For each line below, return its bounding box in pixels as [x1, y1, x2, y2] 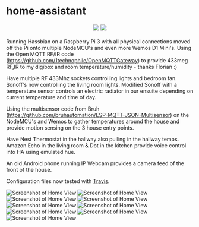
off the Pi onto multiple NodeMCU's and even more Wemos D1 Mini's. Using [6, 45, 192, 52]
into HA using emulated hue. [6, 149, 76, 156]
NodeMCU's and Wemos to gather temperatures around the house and [6, 118, 180, 125]
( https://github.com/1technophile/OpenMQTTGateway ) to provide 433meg [6, 57, 188, 64]
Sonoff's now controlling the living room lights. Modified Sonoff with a [6, 81, 177, 89]
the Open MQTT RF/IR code [6, 51, 74, 58]
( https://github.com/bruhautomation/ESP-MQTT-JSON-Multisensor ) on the [6, 112, 189, 119]
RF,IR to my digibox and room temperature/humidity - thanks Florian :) [6, 64, 178, 71]
